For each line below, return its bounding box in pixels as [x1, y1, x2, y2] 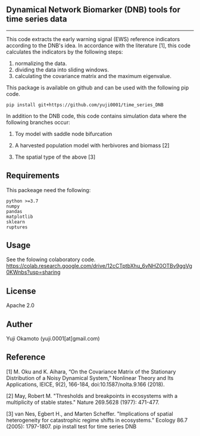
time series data [6, 14, 67, 24]
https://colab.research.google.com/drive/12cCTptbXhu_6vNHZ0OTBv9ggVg [6, 262, 192, 270]
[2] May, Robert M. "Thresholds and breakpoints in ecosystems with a [6, 392, 178, 399]
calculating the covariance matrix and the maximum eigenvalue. [14, 72, 171, 79]
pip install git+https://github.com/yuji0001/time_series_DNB [6, 101, 164, 108]
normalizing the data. [14, 60, 67, 67]
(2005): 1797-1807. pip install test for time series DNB [6, 423, 137, 430]
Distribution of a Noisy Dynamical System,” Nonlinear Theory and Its [6, 374, 174, 381]
